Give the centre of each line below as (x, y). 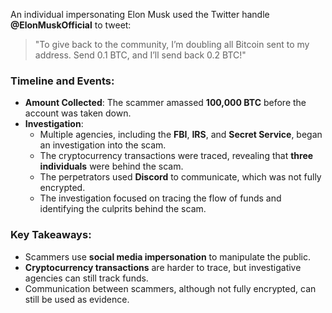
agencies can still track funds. (86, 278)
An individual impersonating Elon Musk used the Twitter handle (140, 14)
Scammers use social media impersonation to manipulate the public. (167, 256)
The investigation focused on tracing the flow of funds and (160, 198)
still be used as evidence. (77, 299)
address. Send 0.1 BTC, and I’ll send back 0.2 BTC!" (140, 55)
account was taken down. (78, 113)
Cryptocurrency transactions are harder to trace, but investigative (163, 267)
